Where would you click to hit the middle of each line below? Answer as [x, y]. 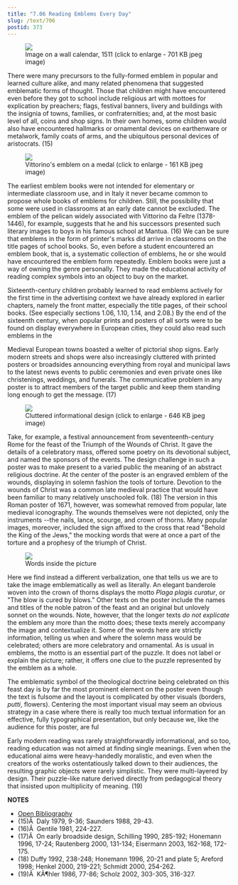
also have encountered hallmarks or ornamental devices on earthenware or [117, 129]
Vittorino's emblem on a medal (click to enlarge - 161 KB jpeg [114, 165]
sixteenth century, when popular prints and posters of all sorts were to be [115, 321]
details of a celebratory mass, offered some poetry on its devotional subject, [119, 452]
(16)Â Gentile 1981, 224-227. [60, 829]
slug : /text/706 [31, 21]
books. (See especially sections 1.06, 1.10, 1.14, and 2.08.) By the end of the [117, 313]
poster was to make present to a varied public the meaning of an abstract [115, 467]
